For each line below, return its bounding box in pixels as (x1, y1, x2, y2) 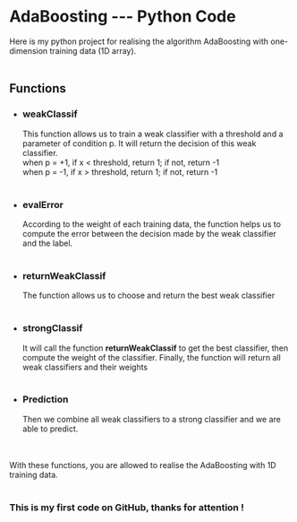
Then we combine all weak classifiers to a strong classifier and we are (21, 413, 282, 424)
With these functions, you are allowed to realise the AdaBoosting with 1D (9, 459, 276, 470)
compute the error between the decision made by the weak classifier (21, 228, 277, 239)
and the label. (21, 238, 73, 248)
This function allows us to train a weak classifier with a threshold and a (21, 128, 284, 139)
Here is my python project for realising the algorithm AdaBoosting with (9, 36, 269, 47)
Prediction (21, 393, 69, 405)
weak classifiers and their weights (21, 361, 148, 372)
